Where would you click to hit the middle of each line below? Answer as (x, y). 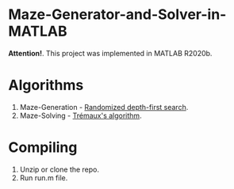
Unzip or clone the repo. (59, 169)
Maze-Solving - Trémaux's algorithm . (81, 115)
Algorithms (46, 85)
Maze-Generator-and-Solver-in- (117, 15)
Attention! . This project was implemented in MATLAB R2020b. (110, 53)
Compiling (43, 147)
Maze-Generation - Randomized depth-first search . (104, 107)
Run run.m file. (44, 178)
